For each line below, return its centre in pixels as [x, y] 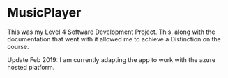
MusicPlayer [44, 13]
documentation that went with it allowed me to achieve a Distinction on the [114, 39]
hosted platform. [31, 67]
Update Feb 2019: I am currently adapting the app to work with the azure [112, 59]
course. [18, 46]
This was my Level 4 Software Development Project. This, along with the [111, 32]
